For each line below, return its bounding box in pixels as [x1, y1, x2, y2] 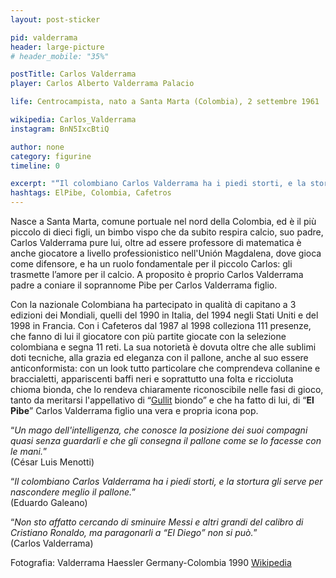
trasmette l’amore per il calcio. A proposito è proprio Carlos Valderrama [10, 269, 304, 280]
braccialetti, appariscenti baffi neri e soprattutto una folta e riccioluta [10, 373, 294, 385]
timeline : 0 [10, 161, 60, 171]
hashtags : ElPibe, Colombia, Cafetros [10, 188, 172, 198]
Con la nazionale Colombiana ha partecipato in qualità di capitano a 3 [10, 299, 297, 310]
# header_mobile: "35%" [10, 51, 110, 61]
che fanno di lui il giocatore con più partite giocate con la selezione [10, 331, 287, 342]
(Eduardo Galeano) [10, 497, 88, 508]
